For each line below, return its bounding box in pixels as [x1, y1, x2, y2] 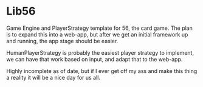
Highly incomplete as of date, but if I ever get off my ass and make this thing [6, 67, 198, 74]
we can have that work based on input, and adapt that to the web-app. [6, 55, 183, 63]
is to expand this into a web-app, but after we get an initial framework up [6, 30, 188, 38]
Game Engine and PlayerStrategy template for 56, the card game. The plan [6, 24, 193, 32]
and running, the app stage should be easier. [6, 37, 119, 44]
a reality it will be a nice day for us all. [6, 74, 100, 81]
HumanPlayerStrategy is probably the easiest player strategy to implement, [6, 49, 194, 56]
